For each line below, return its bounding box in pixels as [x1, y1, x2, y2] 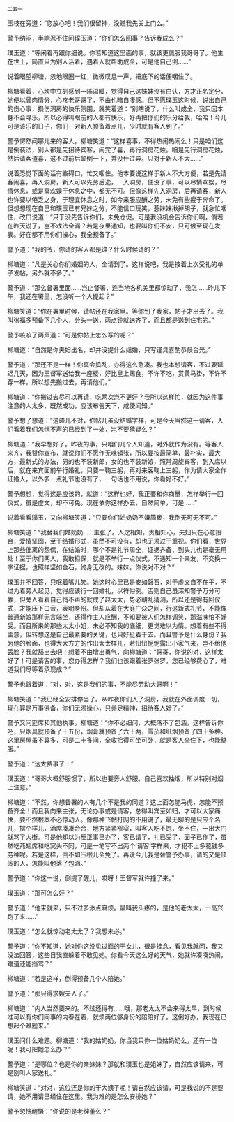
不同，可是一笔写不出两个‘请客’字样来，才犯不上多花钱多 [61, 842, 224, 850]
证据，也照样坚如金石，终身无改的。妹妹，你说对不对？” [13, 563, 175, 571]
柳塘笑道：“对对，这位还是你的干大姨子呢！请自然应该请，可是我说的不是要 [7, 1084, 224, 1091]
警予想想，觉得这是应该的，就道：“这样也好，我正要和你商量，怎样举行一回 [7, 490, 224, 497]
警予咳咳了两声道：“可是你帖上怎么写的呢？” [7, 330, 135, 339]
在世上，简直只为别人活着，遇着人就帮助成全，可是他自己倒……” [7, 57, 192, 66]
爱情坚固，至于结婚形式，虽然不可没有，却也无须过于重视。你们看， [19, 537, 214, 545]
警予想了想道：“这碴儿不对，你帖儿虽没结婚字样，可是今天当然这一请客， [7, 416, 218, 424]
